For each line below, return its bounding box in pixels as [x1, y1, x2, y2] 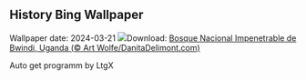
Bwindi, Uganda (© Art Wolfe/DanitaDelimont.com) [9, 42, 200, 53]
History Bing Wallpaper [9, 7, 144, 23]
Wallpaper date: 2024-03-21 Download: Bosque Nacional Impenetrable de [9, 32, 297, 44]
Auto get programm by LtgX [9, 59, 114, 71]
